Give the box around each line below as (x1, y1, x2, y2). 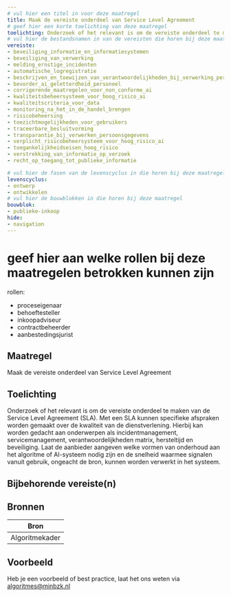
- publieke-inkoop (7, 208, 60, 215)
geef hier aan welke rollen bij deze (7, 250, 206, 265)
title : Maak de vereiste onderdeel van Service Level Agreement (7, 17, 195, 23)
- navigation (7, 221, 45, 228)
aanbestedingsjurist (16, 330, 74, 338)
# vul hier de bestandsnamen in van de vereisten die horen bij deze (7, 36, 211, 43)
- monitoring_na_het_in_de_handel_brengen (7, 106, 131, 113)
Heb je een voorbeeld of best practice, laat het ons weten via (7, 575, 180, 583)
